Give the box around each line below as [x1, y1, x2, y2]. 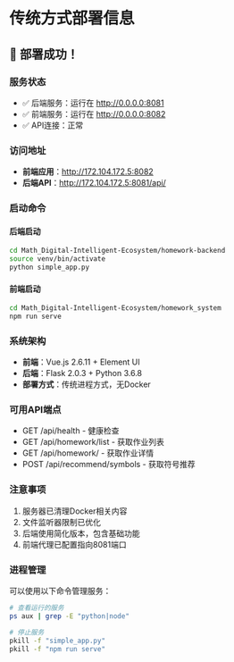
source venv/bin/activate [9, 255, 105, 264]
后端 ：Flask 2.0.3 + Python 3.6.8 [21, 368, 143, 379]
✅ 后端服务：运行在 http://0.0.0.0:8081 [21, 97, 164, 108]
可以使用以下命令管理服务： [9, 586, 112, 597]
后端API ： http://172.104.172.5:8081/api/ [21, 178, 167, 189]
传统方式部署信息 [9, 8, 136, 29]
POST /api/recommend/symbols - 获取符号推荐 [21, 459, 196, 470]
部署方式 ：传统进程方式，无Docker [21, 379, 152, 390]
